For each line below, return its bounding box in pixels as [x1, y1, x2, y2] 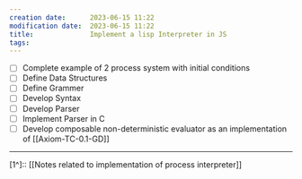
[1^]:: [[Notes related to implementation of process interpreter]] [9, 158, 243, 170]
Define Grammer [22, 82, 84, 94]
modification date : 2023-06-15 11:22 [9, 21, 155, 30]
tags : [9, 38, 30, 47]
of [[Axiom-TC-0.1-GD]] [22, 133, 110, 144]
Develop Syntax [22, 93, 82, 104]
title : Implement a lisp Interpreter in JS [9, 30, 227, 38]
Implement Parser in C [22, 113, 105, 124]
